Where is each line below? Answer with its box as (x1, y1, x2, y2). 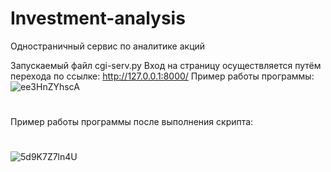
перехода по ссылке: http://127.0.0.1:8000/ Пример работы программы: (10, 70, 315, 82)
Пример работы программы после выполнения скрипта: (10, 116, 254, 128)
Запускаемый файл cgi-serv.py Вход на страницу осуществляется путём (10, 59, 322, 71)
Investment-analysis (10, 7, 186, 30)
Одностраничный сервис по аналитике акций (10, 40, 206, 52)
